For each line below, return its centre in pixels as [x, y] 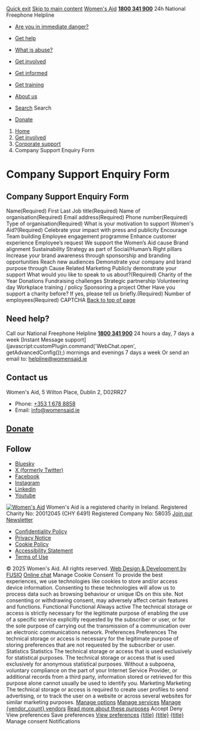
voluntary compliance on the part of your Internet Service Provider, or [92, 670]
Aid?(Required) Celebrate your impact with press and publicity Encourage [97, 230]
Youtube [25, 495]
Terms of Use [32, 557]
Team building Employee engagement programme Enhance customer [91, 236]
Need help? [28, 319]
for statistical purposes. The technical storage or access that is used [90, 657]
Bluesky [24, 463]
